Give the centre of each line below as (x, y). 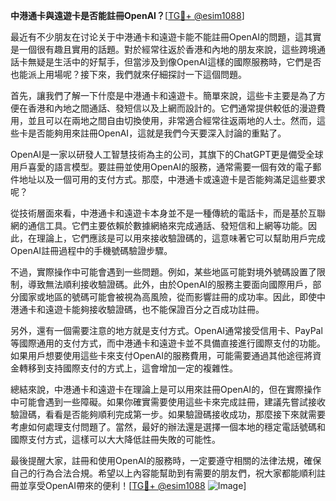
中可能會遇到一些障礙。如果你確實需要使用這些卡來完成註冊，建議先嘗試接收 (168, 402)
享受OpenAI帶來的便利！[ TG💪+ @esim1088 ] (137, 485)
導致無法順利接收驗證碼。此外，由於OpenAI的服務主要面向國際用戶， (170, 284)
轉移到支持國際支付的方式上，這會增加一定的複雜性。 (128, 368)
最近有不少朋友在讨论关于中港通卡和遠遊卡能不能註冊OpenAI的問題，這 (157, 37)
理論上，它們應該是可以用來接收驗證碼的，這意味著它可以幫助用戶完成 (181, 238)
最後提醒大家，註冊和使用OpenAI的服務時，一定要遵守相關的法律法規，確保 (166, 460)
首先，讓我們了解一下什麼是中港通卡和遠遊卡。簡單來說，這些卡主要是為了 (163, 95)
